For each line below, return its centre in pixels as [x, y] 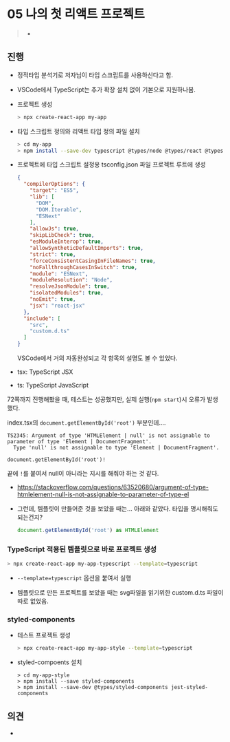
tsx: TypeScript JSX [45, 372]
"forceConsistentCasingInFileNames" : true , [93, 261]
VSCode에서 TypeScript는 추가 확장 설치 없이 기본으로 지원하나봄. [106, 89]
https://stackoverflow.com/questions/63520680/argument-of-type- [113, 487]
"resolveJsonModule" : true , [70, 286]
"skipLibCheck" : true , [62, 235]
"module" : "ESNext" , [59, 274]
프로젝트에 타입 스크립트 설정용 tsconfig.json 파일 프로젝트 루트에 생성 [111, 165]
